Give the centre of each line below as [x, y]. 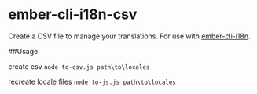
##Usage [23, 51]
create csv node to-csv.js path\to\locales [79, 66]
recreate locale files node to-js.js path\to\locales [92, 81]
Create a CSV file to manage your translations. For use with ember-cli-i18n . [129, 36]
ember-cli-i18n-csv [73, 14]
